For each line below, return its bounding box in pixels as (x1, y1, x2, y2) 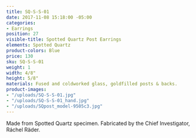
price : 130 (6, 53, 33, 59)
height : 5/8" (6, 75, 39, 81)
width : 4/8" (6, 70, 36, 76)
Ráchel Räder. (6, 126, 41, 133)
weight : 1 (6, 64, 31, 70)
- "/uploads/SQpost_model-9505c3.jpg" (6, 103, 103, 109)
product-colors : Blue (6, 48, 60, 54)
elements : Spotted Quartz (6, 42, 71, 48)
